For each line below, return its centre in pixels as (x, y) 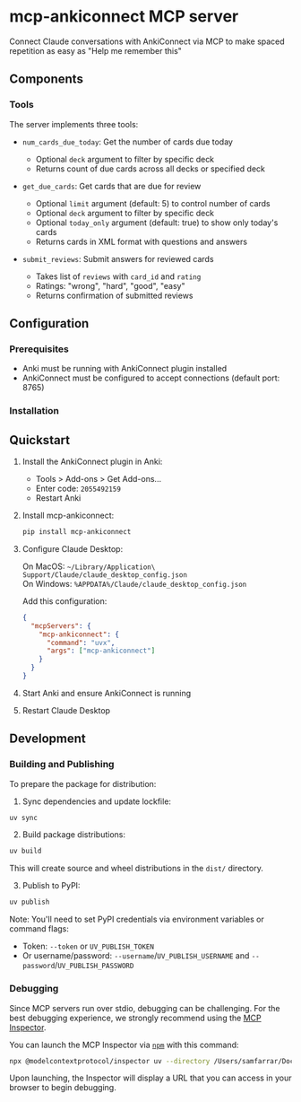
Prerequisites (39, 349)
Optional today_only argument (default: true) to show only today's (157, 223)
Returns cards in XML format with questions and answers (142, 241)
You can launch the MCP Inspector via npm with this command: (124, 1045)
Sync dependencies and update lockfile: (97, 801)
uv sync (24, 818)
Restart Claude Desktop (66, 710)
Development (48, 739)
